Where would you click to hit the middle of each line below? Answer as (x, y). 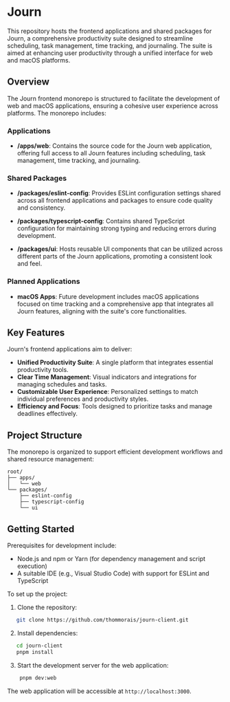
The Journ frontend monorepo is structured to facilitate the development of (114, 98)
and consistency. (41, 208)
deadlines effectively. (47, 414)
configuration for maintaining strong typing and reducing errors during (116, 228)
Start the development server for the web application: (93, 665)
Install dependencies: (47, 633)
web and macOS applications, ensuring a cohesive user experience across (113, 106)
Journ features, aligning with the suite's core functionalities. (102, 311)
